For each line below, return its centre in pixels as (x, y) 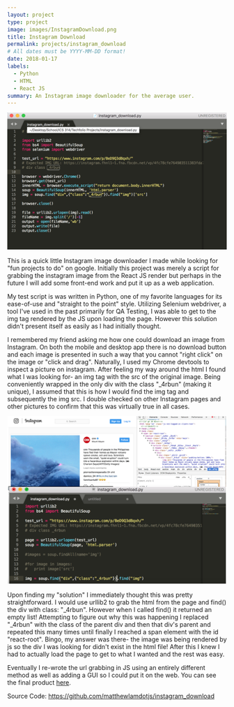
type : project (28, 22)
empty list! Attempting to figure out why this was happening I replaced (108, 617)
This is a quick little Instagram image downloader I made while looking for (112, 260)
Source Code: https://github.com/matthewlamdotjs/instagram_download (111, 696)
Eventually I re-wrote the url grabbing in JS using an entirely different (106, 668)
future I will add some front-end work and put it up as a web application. (111, 283)
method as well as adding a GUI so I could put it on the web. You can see (112, 675)
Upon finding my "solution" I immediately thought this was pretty (100, 595)
